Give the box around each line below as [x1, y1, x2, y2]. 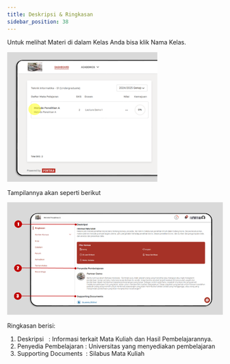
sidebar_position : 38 [7, 18, 69, 25]
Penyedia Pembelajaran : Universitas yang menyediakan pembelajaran [16, 342, 216, 350]
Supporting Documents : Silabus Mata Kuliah [16, 350, 145, 358]
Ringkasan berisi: [7, 322, 56, 330]
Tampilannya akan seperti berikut [7, 188, 101, 196]
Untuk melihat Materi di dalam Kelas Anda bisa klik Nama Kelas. [7, 38, 186, 46]
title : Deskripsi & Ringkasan [7, 11, 94, 18]
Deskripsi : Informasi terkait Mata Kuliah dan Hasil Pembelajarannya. [16, 335, 213, 343]
